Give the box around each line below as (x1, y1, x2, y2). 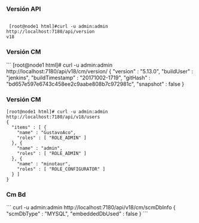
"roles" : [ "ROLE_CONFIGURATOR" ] (17, 166, 106, 172)
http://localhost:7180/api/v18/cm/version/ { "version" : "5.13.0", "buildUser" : (6, 67, 193, 75)
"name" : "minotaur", (17, 160, 71, 167)
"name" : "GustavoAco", (17, 129, 76, 135)
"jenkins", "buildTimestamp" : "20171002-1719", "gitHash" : (6, 74, 151, 81)
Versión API (6, 5, 41, 13)
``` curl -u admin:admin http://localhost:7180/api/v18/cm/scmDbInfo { (6, 204, 176, 211)
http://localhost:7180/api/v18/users (6, 114, 100, 120)
